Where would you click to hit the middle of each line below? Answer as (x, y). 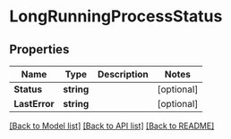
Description (123, 74)
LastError (34, 104)
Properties (39, 49)
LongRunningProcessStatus (116, 16)
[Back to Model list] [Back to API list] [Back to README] (112, 126)
